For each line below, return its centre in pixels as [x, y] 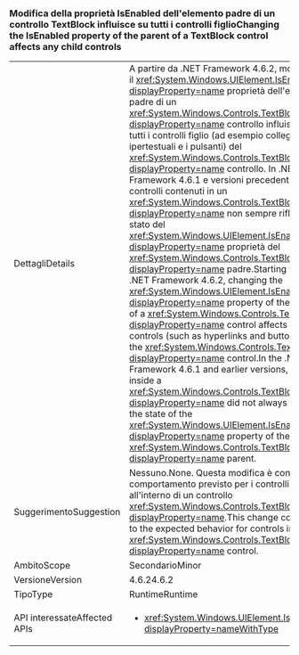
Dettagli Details [44, 264]
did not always [257, 403]
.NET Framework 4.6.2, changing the [206, 281]
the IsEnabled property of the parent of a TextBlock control [139, 36]
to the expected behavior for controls [206, 528]
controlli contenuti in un [178, 192]
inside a [145, 381]
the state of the [161, 414]
